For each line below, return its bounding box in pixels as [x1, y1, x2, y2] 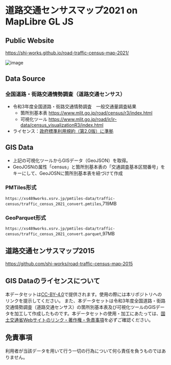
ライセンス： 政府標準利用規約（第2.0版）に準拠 [12, 128, 114, 134]
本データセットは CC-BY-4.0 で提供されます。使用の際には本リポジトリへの [5, 291, 162, 297]
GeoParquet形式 [5, 214, 46, 221]
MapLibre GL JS [5, 16, 74, 28]
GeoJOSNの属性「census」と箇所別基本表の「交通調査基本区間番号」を [12, 164, 165, 170]
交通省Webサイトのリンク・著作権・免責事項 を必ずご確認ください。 [9, 316, 154, 323]
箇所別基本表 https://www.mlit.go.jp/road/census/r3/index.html [20, 109, 153, 116]
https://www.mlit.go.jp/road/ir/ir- [48, 116, 117, 122]
